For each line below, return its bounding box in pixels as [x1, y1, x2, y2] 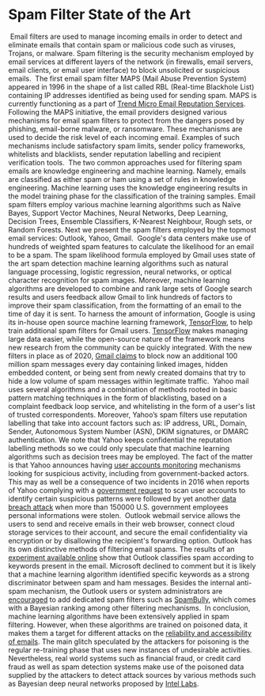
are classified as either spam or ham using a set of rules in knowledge [8, 174, 237, 183]
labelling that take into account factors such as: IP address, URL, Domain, [8, 418, 248, 428]
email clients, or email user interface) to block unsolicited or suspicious [8, 65, 240, 74]
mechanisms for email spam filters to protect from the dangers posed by [8, 115, 245, 125]
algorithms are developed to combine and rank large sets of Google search [8, 283, 253, 293]
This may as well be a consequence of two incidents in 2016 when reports [8, 477, 250, 486]
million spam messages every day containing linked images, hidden [8, 359, 228, 369]
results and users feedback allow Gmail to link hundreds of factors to [8, 292, 233, 301]
